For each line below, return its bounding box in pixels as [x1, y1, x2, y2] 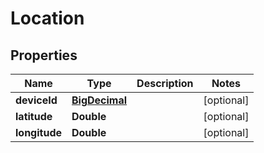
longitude [15, 126, 62, 139]
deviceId [15, 93, 58, 107]
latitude [15, 110, 53, 123]
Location [10, 7, 85, 30]
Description [136, 77, 194, 90]
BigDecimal [71, 93, 128, 107]
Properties [10, 47, 78, 64]
